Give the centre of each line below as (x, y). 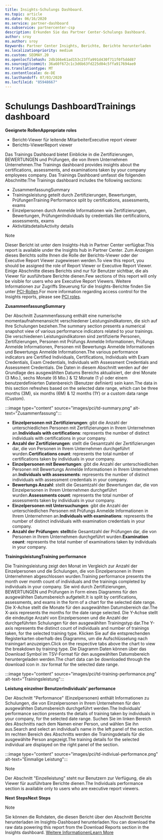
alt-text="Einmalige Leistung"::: (36, 759)
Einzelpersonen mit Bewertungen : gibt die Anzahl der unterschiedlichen (85, 464)
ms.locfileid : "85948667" (31, 82)
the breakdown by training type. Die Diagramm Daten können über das (76, 649)
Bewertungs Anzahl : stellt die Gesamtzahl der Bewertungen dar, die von (85, 485)
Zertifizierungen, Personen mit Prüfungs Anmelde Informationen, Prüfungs (80, 341)
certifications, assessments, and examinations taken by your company (76, 170)
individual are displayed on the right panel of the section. (62, 744)
